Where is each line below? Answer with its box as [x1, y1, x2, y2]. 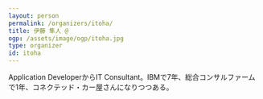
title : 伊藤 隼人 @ [8, 27, 69, 35]
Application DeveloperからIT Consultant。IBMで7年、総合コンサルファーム [8, 72, 256, 81]
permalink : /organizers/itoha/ [8, 19, 113, 27]
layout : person [8, 11, 60, 20]
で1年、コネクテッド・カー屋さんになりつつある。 [8, 82, 174, 92]
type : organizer [8, 42, 63, 50]
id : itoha [8, 49, 42, 57]
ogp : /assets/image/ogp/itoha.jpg [8, 34, 125, 43]
